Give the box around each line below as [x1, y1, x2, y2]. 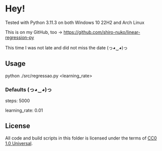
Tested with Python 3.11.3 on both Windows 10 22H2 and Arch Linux [5, 19, 145, 25]
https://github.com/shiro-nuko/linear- [63, 29, 141, 35]
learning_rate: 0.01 [5, 108, 43, 114]
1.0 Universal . [5, 140, 33, 146]
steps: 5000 [5, 98, 30, 104]
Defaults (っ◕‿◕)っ [5, 86, 52, 93]
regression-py [5, 34, 34, 40]
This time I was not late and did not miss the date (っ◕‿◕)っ [5, 44, 128, 50]
